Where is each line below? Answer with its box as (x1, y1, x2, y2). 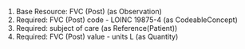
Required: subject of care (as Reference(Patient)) (15, 24, 178, 32)
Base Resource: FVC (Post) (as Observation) (15, 7, 162, 16)
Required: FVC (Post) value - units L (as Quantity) (15, 32, 179, 41)
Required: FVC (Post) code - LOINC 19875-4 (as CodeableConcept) (15, 15, 238, 24)
